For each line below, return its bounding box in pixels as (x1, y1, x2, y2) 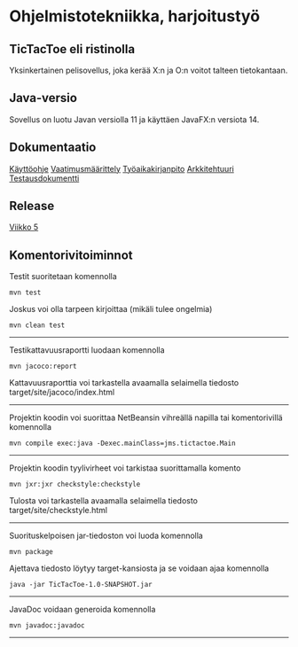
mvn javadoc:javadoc (9, 621, 86, 630)
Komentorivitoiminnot (9, 247, 133, 262)
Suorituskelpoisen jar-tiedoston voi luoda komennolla (9, 530, 204, 542)
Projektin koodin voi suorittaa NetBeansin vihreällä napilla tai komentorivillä (9, 412, 283, 423)
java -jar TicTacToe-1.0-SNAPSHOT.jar (9, 581, 153, 589)
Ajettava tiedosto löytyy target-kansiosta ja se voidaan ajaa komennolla (9, 563, 270, 573)
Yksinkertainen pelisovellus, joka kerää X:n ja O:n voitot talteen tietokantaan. (9, 65, 288, 75)
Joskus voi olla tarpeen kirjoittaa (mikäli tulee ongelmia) (9, 304, 213, 315)
